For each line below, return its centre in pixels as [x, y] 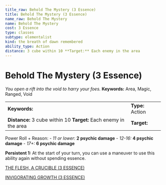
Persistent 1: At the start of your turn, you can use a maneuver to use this [80, 153]
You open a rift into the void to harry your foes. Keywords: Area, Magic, [78, 89]
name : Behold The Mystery [32, 23]
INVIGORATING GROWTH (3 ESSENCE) [45, 178]
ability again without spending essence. [45, 158]
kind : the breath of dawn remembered [44, 42]
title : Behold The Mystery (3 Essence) [46, 14]
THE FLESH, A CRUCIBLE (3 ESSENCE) [45, 168]
